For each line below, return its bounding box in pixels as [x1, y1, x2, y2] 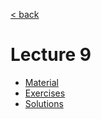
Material [24, 76, 59, 88]
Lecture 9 [10, 44, 92, 66]
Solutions [24, 97, 64, 109]
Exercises [24, 87, 66, 99]
